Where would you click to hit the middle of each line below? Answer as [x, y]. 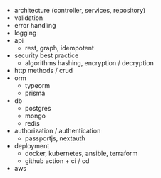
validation [28, 18]
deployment [32, 146]
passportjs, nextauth [55, 138]
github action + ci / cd [57, 161]
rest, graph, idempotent [59, 48]
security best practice [46, 55]
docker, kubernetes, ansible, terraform [81, 153]
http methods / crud [43, 71]
